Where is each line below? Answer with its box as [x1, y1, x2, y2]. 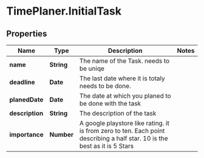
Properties [6, 29, 47, 39]
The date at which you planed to [79, 92, 171, 100]
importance [9, 131, 44, 139]
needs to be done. [79, 82, 132, 90]
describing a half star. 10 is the [79, 134, 168, 142]
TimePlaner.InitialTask [6, 4, 121, 18]
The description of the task [79, 109, 157, 117]
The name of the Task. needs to [79, 57, 170, 65]
